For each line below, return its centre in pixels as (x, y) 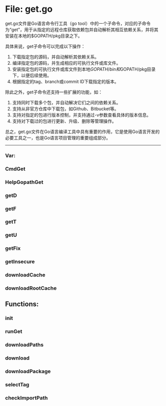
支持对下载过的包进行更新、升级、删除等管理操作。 (64, 121)
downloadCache (25, 275)
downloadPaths (24, 345)
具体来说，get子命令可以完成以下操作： (45, 46)
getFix (13, 248)
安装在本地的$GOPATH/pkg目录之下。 (44, 36)
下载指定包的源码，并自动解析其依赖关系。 (56, 57)
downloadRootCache (31, 288)
